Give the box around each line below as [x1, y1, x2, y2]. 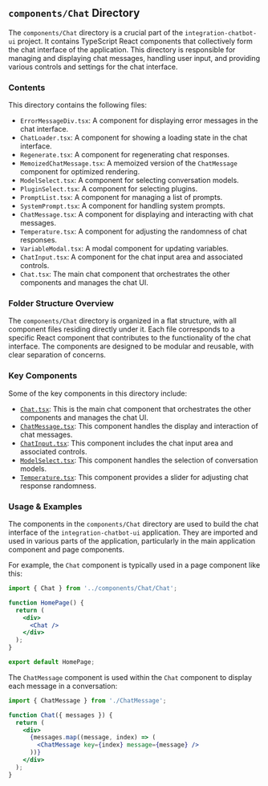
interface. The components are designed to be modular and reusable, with [8, 341, 254, 352]
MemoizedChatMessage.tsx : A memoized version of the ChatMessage [19, 158, 238, 168]
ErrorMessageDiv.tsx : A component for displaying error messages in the [19, 116, 258, 125]
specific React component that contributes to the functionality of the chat [8, 333, 251, 343]
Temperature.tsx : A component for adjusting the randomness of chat [19, 226, 247, 236]
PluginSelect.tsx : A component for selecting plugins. [19, 184, 198, 193]
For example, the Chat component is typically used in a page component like [8, 560, 261, 569]
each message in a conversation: [8, 681, 118, 690]
